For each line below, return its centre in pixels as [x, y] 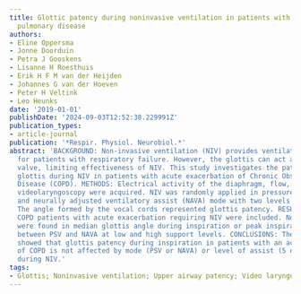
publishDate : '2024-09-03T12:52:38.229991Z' [94, 117]
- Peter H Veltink [43, 92]
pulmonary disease [52, 26]
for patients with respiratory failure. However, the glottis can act [152, 159]
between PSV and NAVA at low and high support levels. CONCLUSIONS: [148, 234]
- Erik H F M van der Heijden [66, 76]
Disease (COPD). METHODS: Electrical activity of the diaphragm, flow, [154, 185]
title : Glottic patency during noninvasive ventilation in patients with [150, 17]
